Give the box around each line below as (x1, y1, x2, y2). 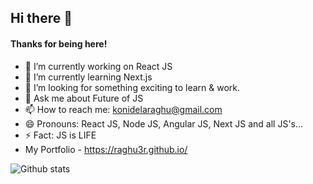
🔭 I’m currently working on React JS (24, 60, 173, 72)
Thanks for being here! (10, 37, 108, 50)
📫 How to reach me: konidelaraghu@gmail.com (24, 103, 223, 115)
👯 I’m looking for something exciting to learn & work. (24, 81, 241, 93)
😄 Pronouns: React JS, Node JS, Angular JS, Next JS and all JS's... (24, 117, 304, 130)
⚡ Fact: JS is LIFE (24, 129, 97, 141)
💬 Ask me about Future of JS (24, 92, 144, 104)
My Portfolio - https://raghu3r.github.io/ (24, 143, 188, 155)
